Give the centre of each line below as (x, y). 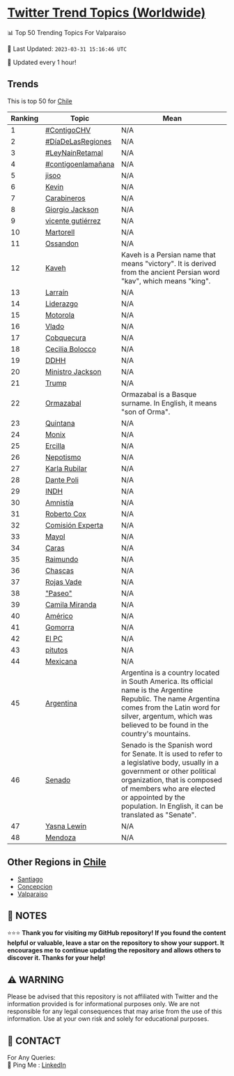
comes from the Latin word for (171, 708)
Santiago (30, 879)
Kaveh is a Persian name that (168, 255)
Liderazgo (62, 304)
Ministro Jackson (73, 371)
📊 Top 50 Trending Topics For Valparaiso (67, 32)
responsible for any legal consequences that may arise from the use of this (115, 1011)
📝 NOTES (27, 916)
